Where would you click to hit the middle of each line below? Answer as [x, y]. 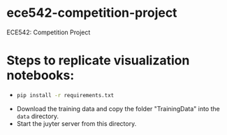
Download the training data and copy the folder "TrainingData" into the [118, 108]
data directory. [38, 116]
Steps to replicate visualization [98, 61]
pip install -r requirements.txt [65, 95]
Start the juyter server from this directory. [76, 123]
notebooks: [41, 76]
